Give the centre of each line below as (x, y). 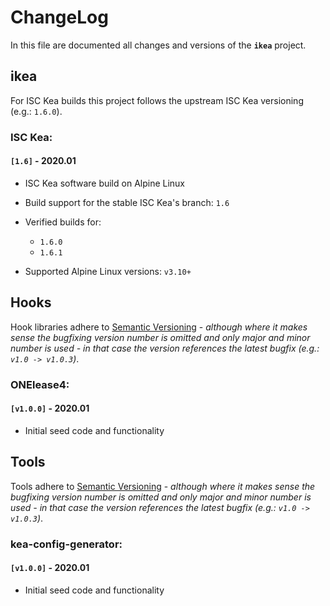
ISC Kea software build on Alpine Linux (105, 183)
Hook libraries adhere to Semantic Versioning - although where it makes (159, 327)
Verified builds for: (63, 222)
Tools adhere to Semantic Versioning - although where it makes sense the (163, 486)
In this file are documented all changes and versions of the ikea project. (158, 45)
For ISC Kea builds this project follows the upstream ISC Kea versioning (157, 100)
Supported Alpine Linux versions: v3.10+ (108, 271)
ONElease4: (40, 384)
